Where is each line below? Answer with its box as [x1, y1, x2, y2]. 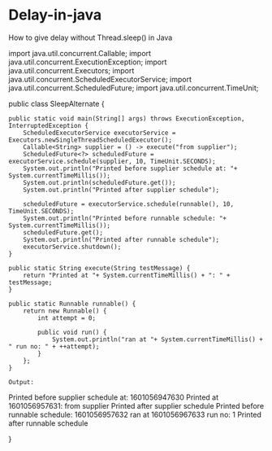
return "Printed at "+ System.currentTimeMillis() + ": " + [23, 271, 231, 279]
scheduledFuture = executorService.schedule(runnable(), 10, [23, 199, 234, 208]
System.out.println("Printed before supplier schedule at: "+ [23, 164, 238, 173]
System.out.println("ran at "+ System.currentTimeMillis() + [51, 335, 264, 344]
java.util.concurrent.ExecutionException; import [8, 57, 167, 67]
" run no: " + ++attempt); [8, 342, 100, 351]
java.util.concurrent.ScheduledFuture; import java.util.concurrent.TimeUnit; [8, 83, 259, 93]
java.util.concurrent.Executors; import [8, 65, 135, 75]
